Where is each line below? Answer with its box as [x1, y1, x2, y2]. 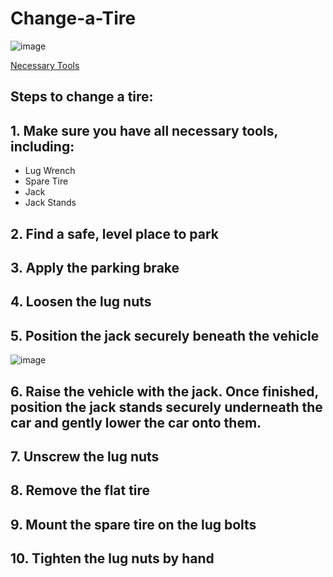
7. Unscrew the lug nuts [10, 448, 160, 465]
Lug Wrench [24, 165, 76, 177]
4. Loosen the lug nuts [10, 293, 152, 311]
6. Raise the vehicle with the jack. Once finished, [10, 383, 319, 400]
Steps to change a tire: [10, 88, 154, 106]
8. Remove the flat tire [10, 482, 151, 499]
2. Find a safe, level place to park [10, 225, 219, 242]
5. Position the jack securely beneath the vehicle [10, 327, 320, 344]
